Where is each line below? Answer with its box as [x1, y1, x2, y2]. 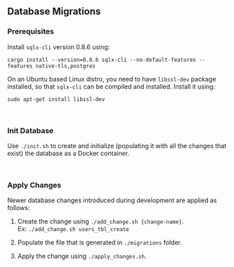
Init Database [7, 126, 54, 136]
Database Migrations [7, 6, 101, 18]
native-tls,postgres [35, 63, 96, 70]
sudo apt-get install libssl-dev [7, 96, 105, 103]
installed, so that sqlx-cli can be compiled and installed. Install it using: [7, 82, 216, 91]
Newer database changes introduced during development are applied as [7, 196, 217, 204]
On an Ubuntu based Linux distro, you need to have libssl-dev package [7, 74, 216, 83]
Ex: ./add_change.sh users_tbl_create [17, 225, 129, 233]
